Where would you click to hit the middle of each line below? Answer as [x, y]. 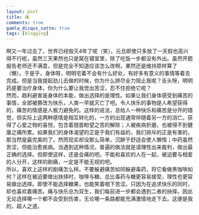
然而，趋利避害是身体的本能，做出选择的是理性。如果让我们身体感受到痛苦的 [99, 96]
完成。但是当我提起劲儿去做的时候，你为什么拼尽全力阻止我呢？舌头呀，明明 [99, 81]
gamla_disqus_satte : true [38, 28]
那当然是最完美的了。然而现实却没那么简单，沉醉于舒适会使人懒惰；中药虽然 [99, 140]
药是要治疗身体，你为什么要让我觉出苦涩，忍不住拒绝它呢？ [79, 88]
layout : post [22, 12]
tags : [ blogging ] [28, 34]
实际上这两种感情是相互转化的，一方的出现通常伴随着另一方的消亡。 [105, 118]
